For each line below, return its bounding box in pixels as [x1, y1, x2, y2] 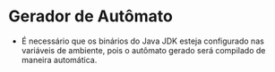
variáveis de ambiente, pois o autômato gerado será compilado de [21, 44, 266, 55]
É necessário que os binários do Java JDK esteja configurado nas [21, 36, 265, 46]
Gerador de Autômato [8, 6, 174, 27]
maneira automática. [21, 54, 98, 65]
